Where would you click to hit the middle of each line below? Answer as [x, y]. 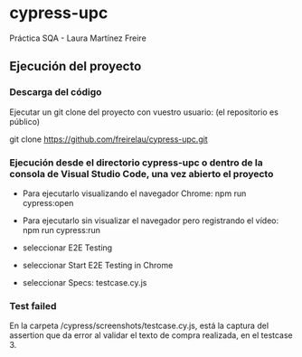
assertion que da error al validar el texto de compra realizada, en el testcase [151, 335]
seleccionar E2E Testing [67, 248]
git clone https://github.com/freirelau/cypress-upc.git [109, 139]
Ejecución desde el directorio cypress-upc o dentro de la [137, 163]
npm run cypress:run [61, 230]
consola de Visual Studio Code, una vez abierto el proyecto [142, 174]
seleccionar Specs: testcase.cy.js [85, 282]
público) [25, 121]
